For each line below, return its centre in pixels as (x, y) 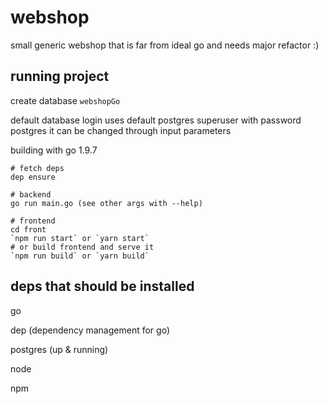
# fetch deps (37, 168)
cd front (28, 229)
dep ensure (33, 177)
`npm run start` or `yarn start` (80, 238)
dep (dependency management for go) (90, 330)
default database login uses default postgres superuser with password (156, 120)
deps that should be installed (102, 286)
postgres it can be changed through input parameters (121, 130)
